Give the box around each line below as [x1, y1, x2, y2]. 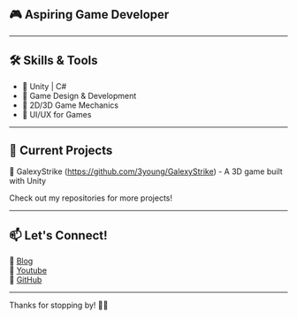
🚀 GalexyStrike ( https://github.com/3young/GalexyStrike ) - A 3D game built [9, 166, 283, 177]
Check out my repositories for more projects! [9, 193, 172, 203]
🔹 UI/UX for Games [21, 109, 92, 119]
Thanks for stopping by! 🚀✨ [9, 300, 109, 311]
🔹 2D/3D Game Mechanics [21, 100, 119, 110]
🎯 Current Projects [9, 143, 113, 158]
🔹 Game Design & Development [21, 90, 137, 101]
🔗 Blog [9, 255, 34, 267]
